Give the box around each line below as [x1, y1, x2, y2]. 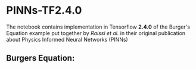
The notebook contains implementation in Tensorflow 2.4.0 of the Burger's [6, 23, 191, 30]
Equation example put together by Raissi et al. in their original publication [6, 29, 186, 36]
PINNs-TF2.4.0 [6, 4, 82, 17]
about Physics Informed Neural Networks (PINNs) [6, 36, 128, 43]
